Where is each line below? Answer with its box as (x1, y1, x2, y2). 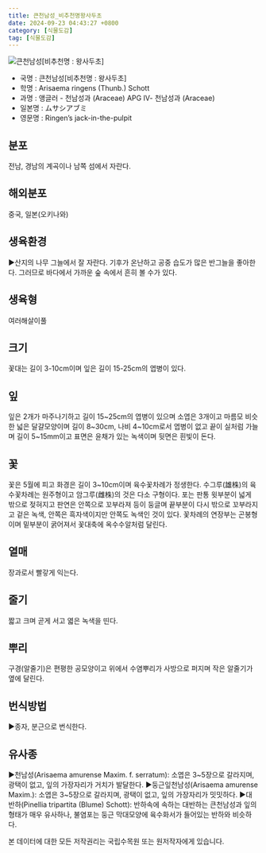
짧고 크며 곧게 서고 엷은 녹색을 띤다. (8, 615, 118, 625)
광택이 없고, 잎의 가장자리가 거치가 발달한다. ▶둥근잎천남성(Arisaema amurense (8, 780, 258, 789)
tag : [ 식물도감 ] (8, 33, 56, 42)
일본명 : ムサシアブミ (19, 103, 87, 113)
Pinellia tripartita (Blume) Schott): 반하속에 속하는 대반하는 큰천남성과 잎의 (23, 800, 257, 809)
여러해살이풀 (8, 316, 48, 325)
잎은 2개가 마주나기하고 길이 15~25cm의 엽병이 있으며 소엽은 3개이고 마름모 (8, 412, 244, 421)
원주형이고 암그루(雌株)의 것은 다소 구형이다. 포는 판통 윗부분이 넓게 (42, 490, 252, 499)
